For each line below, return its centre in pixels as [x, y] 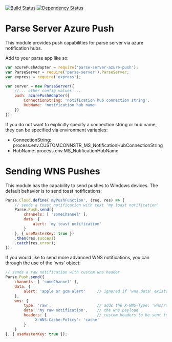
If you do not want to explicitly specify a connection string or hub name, [81, 124]
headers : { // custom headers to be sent [92, 315]
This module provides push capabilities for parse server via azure [74, 42]
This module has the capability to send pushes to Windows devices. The [82, 185]
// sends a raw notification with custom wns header [63, 272]
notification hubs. [24, 48]
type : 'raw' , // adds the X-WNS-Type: [87, 306]
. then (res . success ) [35, 238]
